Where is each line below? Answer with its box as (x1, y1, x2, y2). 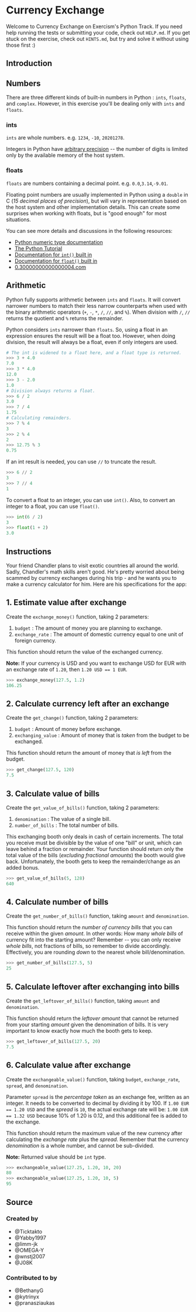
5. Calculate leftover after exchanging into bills (6, 981, 180, 992)
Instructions (6, 547, 51, 557)
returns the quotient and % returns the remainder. (6, 314, 124, 322)
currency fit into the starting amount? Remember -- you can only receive (6, 936, 181, 943)
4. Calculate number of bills (6, 897, 109, 907)
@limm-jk (14, 1240, 38, 1247)
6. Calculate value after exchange (6, 1060, 131, 1070)
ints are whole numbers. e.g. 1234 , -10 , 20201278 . (6, 134, 125, 141)
